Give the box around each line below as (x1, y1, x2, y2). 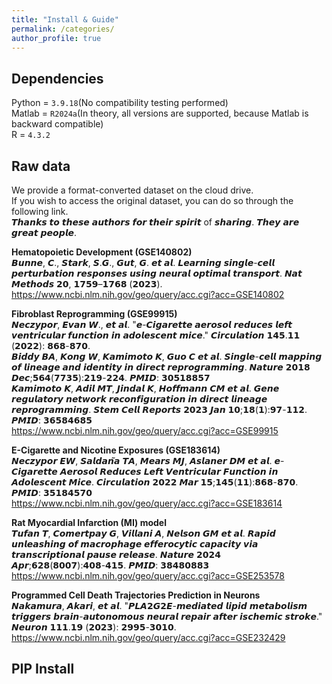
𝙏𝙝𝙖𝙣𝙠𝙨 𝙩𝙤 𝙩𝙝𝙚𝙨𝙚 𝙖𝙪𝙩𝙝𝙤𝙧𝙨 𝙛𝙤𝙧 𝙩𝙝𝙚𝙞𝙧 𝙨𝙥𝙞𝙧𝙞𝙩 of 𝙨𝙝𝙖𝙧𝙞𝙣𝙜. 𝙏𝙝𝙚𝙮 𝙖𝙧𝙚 (11, 216, 300, 228)
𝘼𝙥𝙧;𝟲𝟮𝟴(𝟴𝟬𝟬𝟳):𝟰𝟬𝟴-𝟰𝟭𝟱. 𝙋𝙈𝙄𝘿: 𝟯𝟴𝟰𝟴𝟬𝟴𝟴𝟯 (11, 559, 210, 571)
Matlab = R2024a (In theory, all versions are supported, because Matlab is (11, 107, 309, 120)
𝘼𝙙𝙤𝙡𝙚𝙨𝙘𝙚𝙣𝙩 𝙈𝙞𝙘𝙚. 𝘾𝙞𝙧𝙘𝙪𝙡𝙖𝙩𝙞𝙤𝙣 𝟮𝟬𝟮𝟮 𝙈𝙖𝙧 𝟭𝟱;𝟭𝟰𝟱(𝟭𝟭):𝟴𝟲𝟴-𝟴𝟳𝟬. (11, 476, 299, 488)
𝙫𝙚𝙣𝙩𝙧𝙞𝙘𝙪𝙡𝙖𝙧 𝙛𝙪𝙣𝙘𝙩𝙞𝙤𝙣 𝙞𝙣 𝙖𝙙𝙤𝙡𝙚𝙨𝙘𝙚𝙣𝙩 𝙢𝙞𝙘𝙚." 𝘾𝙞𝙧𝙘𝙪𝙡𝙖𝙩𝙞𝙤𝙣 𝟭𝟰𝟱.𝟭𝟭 (11, 329, 301, 341)
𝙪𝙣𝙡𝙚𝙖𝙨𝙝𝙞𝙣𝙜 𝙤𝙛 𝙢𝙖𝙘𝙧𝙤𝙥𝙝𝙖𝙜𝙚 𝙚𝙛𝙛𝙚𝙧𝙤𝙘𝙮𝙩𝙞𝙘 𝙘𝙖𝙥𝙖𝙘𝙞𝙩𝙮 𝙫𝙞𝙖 (11, 538, 259, 550)
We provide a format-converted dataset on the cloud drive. (11, 184, 254, 196)
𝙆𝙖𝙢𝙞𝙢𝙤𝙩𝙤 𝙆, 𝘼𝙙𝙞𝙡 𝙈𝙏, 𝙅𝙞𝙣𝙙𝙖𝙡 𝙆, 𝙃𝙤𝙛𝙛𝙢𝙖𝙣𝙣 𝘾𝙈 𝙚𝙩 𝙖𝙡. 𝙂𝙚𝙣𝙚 (11, 382, 280, 394)
